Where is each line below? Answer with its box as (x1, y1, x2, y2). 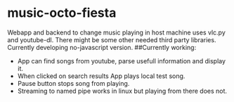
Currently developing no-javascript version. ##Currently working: (7, 43, 197, 51)
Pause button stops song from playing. (17, 79, 130, 87)
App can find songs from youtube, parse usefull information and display (17, 56, 226, 65)
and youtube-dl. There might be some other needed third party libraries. (7, 35, 216, 44)
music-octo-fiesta (7, 5, 117, 21)
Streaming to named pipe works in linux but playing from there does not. (17, 87, 227, 95)
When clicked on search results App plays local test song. (17, 72, 186, 80)
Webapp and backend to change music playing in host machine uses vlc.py (7, 28, 226, 37)
